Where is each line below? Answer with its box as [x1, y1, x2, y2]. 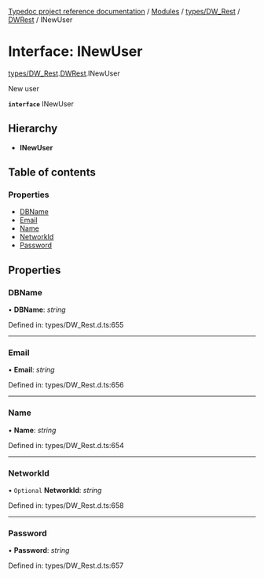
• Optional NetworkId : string [8, 486, 102, 495]
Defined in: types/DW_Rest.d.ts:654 [8, 440, 124, 450]
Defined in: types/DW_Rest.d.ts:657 [8, 561, 124, 570]
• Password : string [8, 546, 70, 555]
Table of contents [8, 165, 96, 180]
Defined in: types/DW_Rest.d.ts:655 [8, 320, 124, 330]
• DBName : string [8, 305, 66, 314]
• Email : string [8, 365, 55, 375]
